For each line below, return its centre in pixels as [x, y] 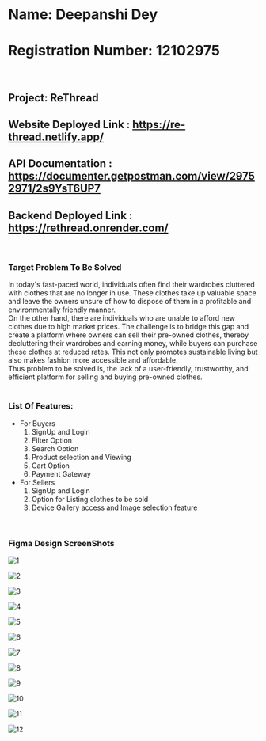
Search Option [55, 448]
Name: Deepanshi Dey [83, 15]
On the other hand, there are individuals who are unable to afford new [122, 318]
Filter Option [52, 440]
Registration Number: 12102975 [114, 51]
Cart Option [50, 465]
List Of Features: [41, 406]
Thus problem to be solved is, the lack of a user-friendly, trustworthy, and [128, 369]
